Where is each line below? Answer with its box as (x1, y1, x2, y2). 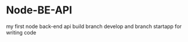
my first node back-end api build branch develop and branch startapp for (6, 23, 182, 30)
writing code (6, 29, 37, 36)
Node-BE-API (6, 3, 72, 17)
